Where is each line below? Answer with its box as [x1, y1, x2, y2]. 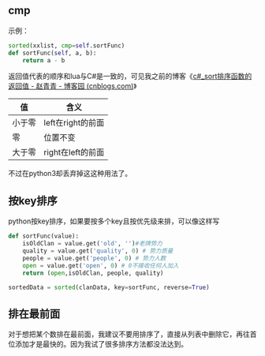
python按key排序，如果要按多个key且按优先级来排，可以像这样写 [8, 216, 220, 226]
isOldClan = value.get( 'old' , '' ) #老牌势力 [22, 240, 163, 248]
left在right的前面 [43, 118, 105, 129]
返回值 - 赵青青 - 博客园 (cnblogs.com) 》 [8, 81, 137, 91]
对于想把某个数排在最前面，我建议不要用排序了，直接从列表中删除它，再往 [8, 329, 250, 339]
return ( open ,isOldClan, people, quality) [22, 269, 164, 277]
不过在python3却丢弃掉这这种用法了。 [8, 169, 132, 178]
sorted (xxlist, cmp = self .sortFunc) [8, 41, 125, 50]
